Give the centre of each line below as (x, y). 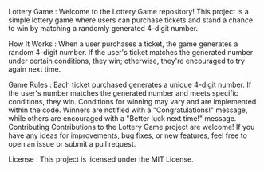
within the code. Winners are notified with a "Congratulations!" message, (128, 110)
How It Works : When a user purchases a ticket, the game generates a (123, 44)
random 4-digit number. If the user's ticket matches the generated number (131, 52)
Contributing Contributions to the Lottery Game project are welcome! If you (132, 127)
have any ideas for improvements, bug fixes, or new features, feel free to (128, 135)
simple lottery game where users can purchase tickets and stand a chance (131, 20)
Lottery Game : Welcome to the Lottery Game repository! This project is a (128, 12)
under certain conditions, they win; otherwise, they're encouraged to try (127, 61)
